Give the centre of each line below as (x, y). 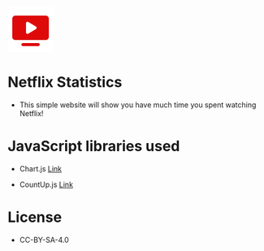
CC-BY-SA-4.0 (44, 240)
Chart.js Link (41, 168)
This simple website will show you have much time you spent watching (138, 105)
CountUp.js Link (46, 184)
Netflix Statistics (65, 82)
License (35, 217)
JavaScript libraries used (94, 147)
